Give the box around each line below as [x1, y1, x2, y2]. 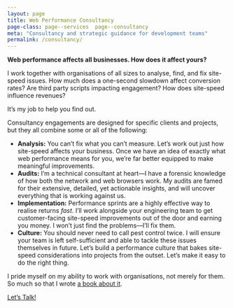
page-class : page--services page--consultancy [7, 23, 149, 30]
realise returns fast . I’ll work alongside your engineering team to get [17, 206, 213, 215]
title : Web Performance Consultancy [7, 17, 114, 24]
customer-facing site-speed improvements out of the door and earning [17, 214, 223, 223]
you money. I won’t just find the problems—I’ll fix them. [17, 221, 176, 230]
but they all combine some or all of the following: [7, 126, 148, 134]
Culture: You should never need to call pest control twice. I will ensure [17, 229, 221, 237]
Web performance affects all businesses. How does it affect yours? [7, 55, 207, 64]
